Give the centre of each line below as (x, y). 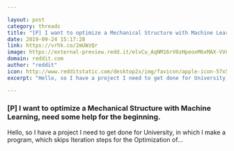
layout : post (26, 19)
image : (17, 52)
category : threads (34, 26)
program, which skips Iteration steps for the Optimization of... (95, 139)
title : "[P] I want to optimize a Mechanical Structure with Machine (110, 33)
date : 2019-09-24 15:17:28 (46, 39)
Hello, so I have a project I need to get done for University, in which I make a (117, 132)
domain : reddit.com (36, 59)
